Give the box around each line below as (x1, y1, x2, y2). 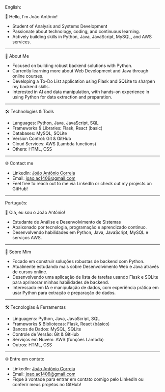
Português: (5, 200, 28, 206)
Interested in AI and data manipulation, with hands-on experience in (12, 89, 150, 95)
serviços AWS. (12, 235, 42, 240)
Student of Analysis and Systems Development (12, 23, 108, 29)
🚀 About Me (5, 53, 29, 59)
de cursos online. (12, 269, 48, 275)
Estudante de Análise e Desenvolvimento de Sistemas (12, 219, 121, 225)
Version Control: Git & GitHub (12, 135, 71, 141)
